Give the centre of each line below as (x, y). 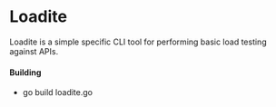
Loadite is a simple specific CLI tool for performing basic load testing (138, 42)
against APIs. (34, 51)
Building (25, 72)
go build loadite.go (58, 92)
